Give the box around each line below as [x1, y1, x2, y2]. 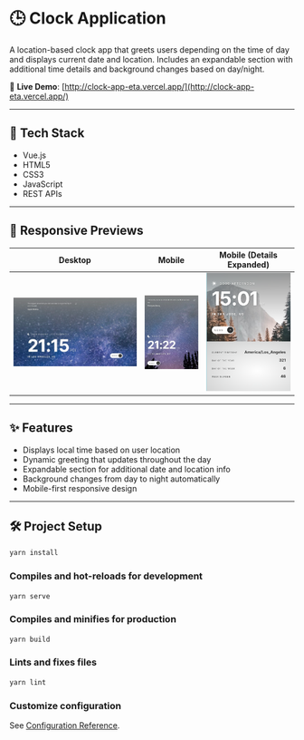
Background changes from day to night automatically [22, 473, 221, 484]
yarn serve [9, 591, 51, 600]
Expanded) [227, 259, 270, 270]
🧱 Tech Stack [9, 125, 85, 141]
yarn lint [9, 677, 47, 686]
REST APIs [22, 188, 62, 199]
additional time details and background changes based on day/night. [9, 63, 265, 74]
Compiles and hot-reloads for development [9, 570, 204, 582]
